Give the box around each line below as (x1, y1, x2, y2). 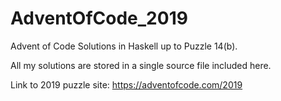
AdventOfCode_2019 (10, 7, 188, 30)
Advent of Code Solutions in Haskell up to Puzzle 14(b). (10, 40, 238, 52)
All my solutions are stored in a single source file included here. (10, 59, 272, 71)
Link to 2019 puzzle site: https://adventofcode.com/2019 (10, 78, 243, 91)
